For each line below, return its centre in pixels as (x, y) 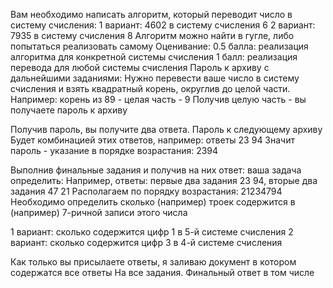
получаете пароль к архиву (69, 110)
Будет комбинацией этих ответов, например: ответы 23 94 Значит (152, 140)
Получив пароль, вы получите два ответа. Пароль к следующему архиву (166, 129)
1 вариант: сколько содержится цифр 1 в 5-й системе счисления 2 (152, 232)
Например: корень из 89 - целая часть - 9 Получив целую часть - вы (158, 99)
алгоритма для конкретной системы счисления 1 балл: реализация (154, 57)
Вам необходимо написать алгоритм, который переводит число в (151, 14)
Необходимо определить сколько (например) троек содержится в (153, 202)
